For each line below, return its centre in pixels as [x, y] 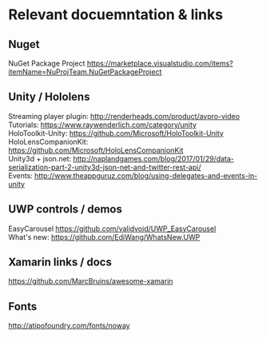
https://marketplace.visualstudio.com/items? [160, 63]
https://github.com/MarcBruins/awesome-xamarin [91, 281]
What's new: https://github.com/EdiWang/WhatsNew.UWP [104, 237]
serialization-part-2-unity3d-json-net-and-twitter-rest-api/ [105, 167]
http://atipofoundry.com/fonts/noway [69, 326]
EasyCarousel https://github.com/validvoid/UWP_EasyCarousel [112, 229]
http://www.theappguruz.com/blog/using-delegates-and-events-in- [146, 175]
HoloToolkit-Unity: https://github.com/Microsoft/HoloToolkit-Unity [116, 133]
